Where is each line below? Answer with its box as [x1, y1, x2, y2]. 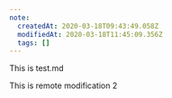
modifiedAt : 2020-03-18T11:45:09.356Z [17, 30, 164, 39]
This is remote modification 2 [9, 80, 118, 91]
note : [9, 13, 30, 22]
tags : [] [17, 38, 50, 48]
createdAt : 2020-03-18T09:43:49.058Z [17, 22, 159, 31]
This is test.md [9, 63, 65, 74]
